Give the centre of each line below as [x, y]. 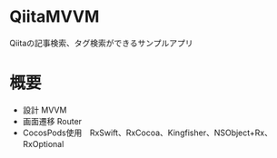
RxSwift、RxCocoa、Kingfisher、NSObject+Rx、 [181, 133]
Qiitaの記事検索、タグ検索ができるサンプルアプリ [101, 43]
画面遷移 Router [52, 121]
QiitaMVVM [54, 17]
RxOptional [43, 143]
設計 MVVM [45, 110]
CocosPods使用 [52, 133]
